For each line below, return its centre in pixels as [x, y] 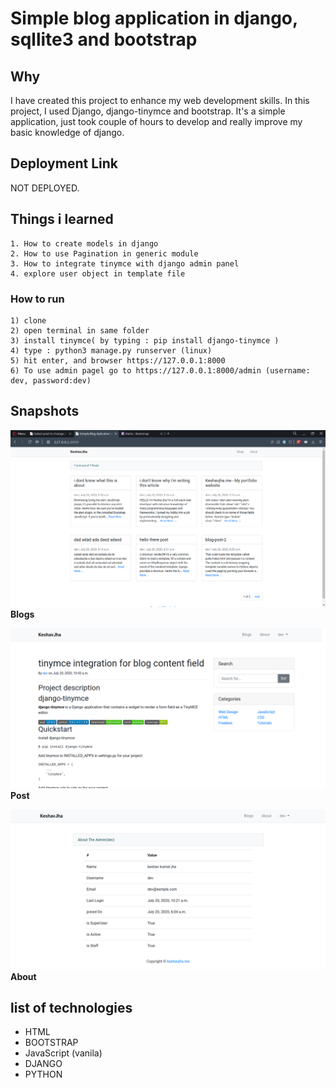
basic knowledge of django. [67, 132]
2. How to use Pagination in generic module [104, 253]
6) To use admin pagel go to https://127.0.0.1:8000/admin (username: [160, 370]
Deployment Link [64, 163]
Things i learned [62, 219]
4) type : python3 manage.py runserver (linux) [111, 350]
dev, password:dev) [51, 380]
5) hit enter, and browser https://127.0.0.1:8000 [118, 360]
